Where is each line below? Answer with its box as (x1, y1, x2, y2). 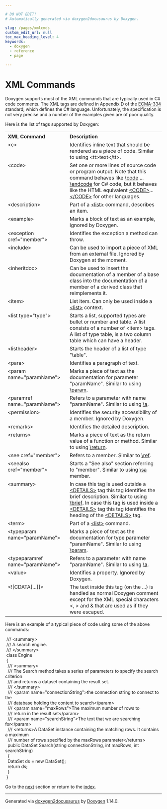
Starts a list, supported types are (69, 312, 146, 319)
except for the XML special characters (69, 596, 159, 603)
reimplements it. (69, 289, 107, 296)
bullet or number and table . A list (69, 318, 146, 325)
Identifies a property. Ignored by (69, 569, 145, 576)
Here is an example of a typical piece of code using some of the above (5, 621, 150, 627)
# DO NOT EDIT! (5, 11, 37, 16)
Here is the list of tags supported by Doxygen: (5, 121, 99, 127)
